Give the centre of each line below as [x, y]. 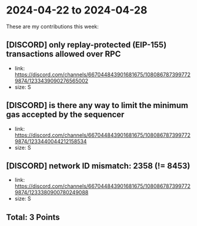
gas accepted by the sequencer [65, 115]
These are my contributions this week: [52, 26]
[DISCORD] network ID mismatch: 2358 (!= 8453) [98, 166]
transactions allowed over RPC [64, 54]
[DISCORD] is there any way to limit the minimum [97, 105]
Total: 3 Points [33, 217]
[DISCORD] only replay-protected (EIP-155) [86, 45]
